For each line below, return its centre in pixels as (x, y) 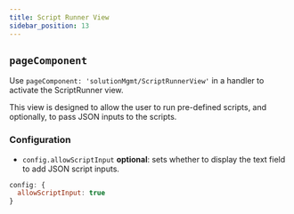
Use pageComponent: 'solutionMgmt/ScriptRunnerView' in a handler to (137, 81)
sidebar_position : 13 (49, 26)
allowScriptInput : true (61, 193)
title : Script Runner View (59, 17)
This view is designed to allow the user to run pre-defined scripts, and (138, 107)
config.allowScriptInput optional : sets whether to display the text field (154, 159)
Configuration (40, 140)
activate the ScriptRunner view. (66, 91)
